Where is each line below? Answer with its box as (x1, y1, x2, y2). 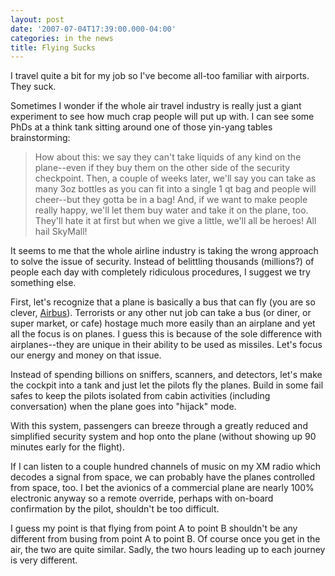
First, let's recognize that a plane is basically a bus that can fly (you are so (10, 296, 316, 308)
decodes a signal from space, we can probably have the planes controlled (10, 471, 316, 483)
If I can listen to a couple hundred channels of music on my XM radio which (10, 461, 321, 473)
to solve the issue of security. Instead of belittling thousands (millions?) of (10, 256, 315, 268)
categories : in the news (10, 33, 114, 43)
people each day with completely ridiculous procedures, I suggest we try (10, 266, 311, 278)
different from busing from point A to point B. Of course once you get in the (10, 533, 321, 545)
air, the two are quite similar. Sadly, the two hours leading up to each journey (10, 544, 326, 556)
